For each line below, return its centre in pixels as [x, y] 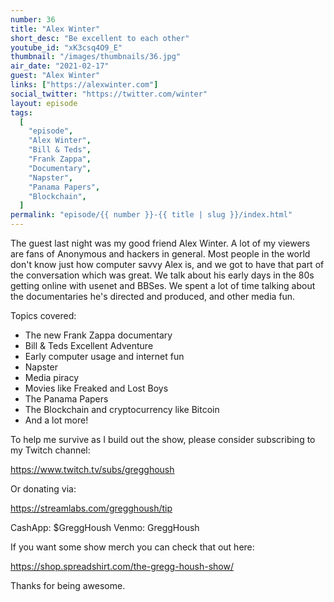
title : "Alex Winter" [55, 29]
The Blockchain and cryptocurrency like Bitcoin [122, 409]
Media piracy [52, 377]
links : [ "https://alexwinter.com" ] [84, 85]
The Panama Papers [66, 399]
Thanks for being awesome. [68, 585]
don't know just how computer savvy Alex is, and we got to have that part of [167, 264]
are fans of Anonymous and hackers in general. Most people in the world [160, 254]
